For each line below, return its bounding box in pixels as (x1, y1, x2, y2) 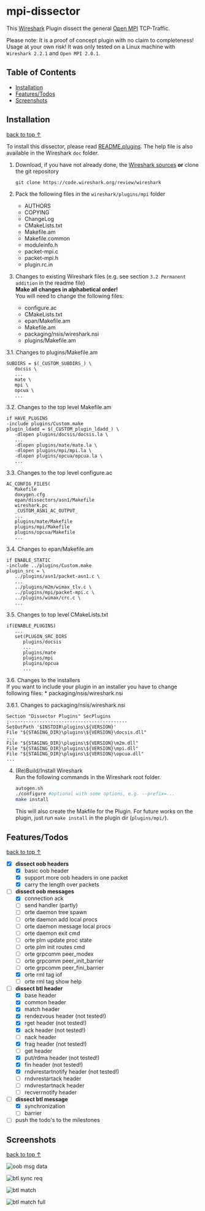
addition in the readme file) (15, 279, 85, 286)
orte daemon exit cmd (24, 929, 80, 937)
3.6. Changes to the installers (6, 676, 80, 683)
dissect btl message (15, 1096, 69, 1103)
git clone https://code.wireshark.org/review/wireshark (15, 179, 161, 185)
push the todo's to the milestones (15, 1117, 100, 1124)
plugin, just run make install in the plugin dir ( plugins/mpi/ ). (15, 814, 169, 821)
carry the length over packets (24, 881, 99, 888)
